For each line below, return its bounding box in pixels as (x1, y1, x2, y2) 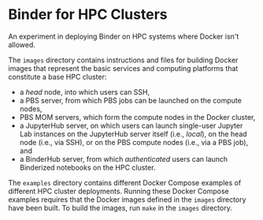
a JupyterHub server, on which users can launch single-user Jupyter (19, 121, 243, 130)
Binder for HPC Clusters (8, 6, 168, 24)
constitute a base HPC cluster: (8, 72, 107, 81)
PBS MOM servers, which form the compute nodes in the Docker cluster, (19, 112, 256, 121)
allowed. (8, 39, 35, 49)
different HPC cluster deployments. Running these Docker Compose (8, 186, 230, 196)
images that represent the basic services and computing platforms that (8, 63, 239, 73)
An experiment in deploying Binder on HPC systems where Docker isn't (8, 32, 239, 41)
